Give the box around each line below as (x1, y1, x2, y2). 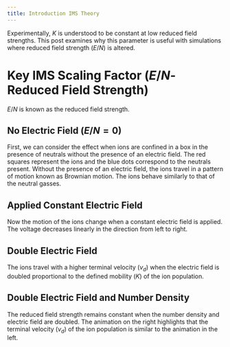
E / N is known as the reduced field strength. (7, 104, 130, 113)
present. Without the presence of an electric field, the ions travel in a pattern (7, 165, 224, 173)
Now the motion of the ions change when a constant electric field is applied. (7, 218, 223, 226)
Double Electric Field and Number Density (7, 292, 190, 304)
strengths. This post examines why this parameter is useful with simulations (7, 36, 222, 45)
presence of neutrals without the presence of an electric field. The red (7, 150, 206, 159)
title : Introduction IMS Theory (7, 10, 100, 17)
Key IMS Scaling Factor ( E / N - (7, 67, 176, 83)
